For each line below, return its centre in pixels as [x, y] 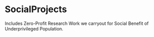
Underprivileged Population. [34, 28]
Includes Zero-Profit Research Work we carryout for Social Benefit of [77, 23]
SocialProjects [36, 9]
